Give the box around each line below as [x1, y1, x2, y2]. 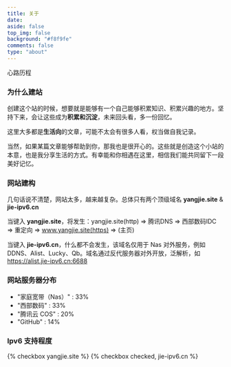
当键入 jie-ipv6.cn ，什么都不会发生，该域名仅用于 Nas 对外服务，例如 [7, 241, 206, 249]
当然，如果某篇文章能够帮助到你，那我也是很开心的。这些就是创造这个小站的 [7, 142, 224, 150]
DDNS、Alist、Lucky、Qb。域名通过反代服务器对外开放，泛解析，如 [7, 249, 201, 257]
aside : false [7, 23, 45, 30]
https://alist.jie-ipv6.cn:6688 [7, 257, 88, 266]
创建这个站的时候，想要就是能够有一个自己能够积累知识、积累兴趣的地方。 [7, 104, 218, 112]
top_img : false [7, 29, 51, 37]
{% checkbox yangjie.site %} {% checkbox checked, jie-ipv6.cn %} [7, 353, 199, 361]
